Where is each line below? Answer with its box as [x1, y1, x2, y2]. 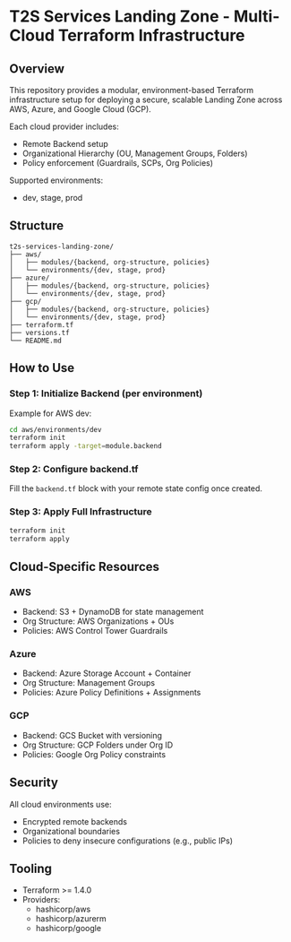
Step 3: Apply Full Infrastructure [9, 506, 152, 518]
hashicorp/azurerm [35, 913, 107, 924]
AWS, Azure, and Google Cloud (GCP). [9, 104, 152, 114]
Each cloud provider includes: [9, 121, 119, 132]
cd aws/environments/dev [9, 425, 102, 434]
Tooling [9, 860, 52, 876]
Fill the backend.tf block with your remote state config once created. [9, 483, 262, 494]
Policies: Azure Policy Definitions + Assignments [21, 687, 201, 698]
